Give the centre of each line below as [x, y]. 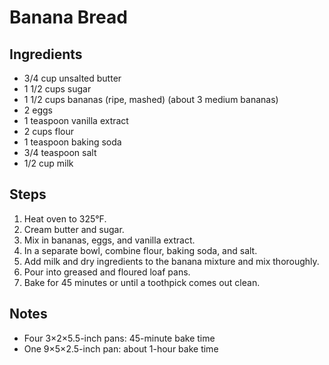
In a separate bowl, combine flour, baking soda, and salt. [140, 250]
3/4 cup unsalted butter [72, 78]
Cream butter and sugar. [74, 229]
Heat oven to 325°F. [65, 218]
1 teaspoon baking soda [72, 142]
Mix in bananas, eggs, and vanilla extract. [109, 240]
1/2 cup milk [48, 163]
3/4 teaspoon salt [60, 152]
